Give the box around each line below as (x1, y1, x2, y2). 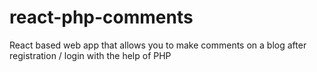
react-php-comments (9, 6, 194, 29)
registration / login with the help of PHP (9, 49, 172, 61)
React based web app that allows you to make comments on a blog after (9, 39, 307, 51)
